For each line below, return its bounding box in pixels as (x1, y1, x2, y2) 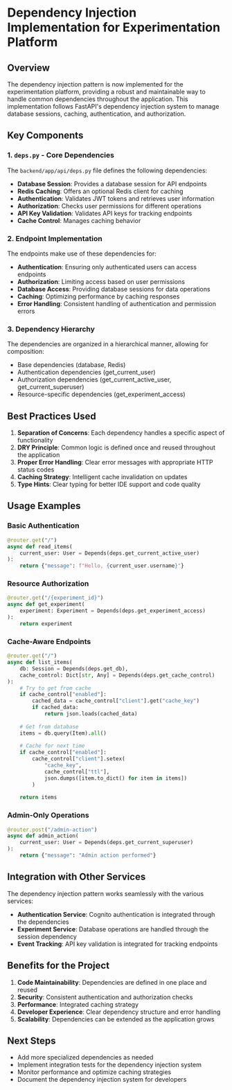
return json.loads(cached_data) (44, 711, 138, 717)
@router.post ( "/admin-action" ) (7, 826, 98, 833)
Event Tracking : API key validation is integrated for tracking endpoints (17, 940, 218, 948)
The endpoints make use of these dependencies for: (7, 249, 157, 258)
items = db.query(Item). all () (19, 729, 107, 737)
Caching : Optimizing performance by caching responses (17, 292, 180, 301)
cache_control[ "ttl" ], (44, 768, 110, 775)
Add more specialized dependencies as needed (17, 1053, 154, 1062)
